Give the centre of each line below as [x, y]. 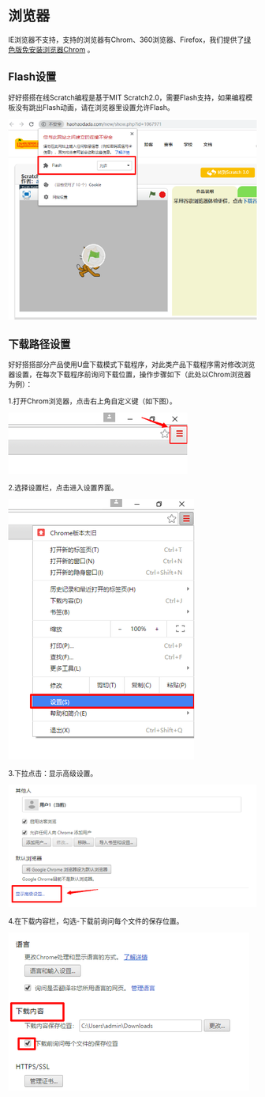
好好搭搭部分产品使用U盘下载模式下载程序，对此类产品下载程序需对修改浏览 [132, 365]
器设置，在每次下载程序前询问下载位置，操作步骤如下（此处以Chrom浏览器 [130, 374]
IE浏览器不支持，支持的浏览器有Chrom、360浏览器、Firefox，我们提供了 [126, 40]
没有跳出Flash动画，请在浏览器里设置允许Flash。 [95, 107]
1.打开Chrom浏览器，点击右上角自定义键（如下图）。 [92, 401]
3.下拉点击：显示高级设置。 [53, 774]
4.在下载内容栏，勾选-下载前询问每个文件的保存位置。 [96, 921]
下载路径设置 [39, 344]
